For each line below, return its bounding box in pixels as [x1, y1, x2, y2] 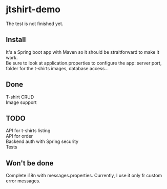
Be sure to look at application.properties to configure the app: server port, [6, 60, 162, 66]
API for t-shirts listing [6, 128, 51, 134]
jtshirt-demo [6, 4, 61, 15]
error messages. [6, 178, 40, 184]
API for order [6, 133, 33, 139]
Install [6, 35, 26, 44]
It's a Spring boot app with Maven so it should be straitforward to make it [6, 49, 159, 55]
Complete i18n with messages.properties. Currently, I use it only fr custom [6, 173, 162, 179]
